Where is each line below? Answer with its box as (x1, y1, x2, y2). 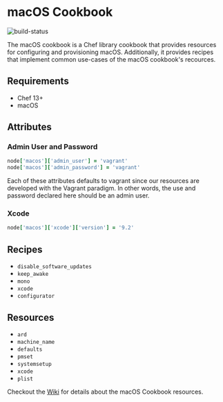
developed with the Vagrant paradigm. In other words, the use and (7, 184, 196, 193)
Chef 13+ (17, 94, 43, 102)
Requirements (7, 76, 69, 87)
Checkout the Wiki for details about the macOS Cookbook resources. (7, 387, 204, 396)
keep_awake (17, 271, 49, 278)
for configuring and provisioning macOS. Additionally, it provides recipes (7, 48, 214, 56)
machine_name (17, 338, 55, 345)
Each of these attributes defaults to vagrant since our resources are (7, 177, 200, 185)
